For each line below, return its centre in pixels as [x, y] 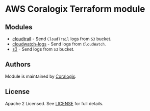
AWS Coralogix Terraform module [75, 9]
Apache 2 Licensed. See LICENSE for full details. [54, 103]
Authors [18, 65]
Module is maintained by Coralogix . [41, 76]
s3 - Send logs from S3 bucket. [43, 49]
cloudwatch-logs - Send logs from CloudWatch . [59, 44]
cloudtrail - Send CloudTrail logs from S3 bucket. [62, 39]
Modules [19, 27]
